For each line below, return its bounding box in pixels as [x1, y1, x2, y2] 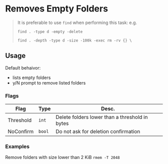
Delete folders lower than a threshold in [55, 113, 148, 120]
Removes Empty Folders [5, 3, 108, 14]
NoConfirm [7, 128, 34, 135]
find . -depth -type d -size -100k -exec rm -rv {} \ [17, 38, 132, 43]
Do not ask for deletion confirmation [55, 128, 140, 135]
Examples [5, 143, 30, 150]
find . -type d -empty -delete [17, 29, 83, 34]
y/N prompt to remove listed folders [12, 79, 86, 85]
